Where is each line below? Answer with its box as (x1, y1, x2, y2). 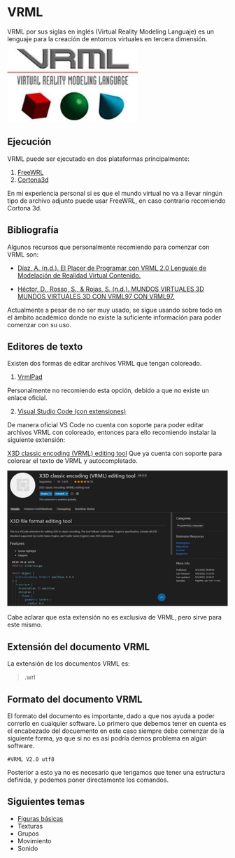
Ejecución (7, 136, 52, 148)
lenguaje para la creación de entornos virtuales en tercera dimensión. (7, 34, 208, 43)
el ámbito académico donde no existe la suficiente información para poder (7, 313, 222, 322)
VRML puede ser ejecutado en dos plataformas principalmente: (7, 155, 190, 163)
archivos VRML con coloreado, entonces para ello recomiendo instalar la (7, 428, 217, 437)
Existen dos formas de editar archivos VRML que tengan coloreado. (7, 359, 202, 368)
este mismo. (7, 620, 43, 629)
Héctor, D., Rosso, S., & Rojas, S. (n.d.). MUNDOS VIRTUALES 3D (17, 285, 204, 293)
